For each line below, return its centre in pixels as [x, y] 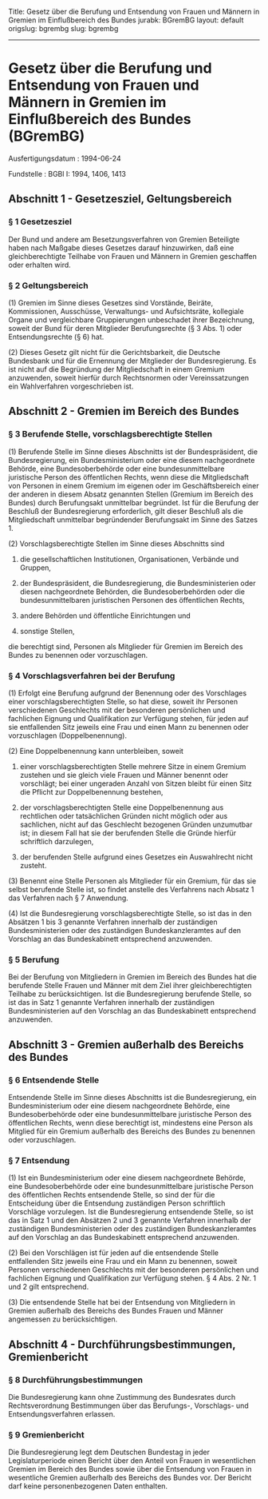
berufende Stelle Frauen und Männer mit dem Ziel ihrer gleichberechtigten [130, 986]
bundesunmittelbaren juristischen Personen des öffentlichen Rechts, [132, 600]
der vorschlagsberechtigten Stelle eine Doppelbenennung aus [122, 807]
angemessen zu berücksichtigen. [63, 1319]
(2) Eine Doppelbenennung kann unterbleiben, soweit [96, 751]
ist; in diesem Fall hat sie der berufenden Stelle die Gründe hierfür [128, 833]
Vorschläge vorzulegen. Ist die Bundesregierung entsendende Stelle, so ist [131, 1212]
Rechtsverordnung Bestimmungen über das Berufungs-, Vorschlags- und [128, 1405]
